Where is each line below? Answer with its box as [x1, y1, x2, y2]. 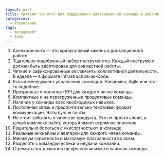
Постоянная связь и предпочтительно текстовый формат [12, 104, 132, 110]
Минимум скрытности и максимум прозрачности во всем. [12, 135, 136, 141]
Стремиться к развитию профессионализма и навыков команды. [12, 145, 149, 151]
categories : [5, 16, 30, 21]
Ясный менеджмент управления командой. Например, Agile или [12, 78, 147, 84]
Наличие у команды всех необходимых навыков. [12, 99, 115, 105]
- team [10, 35, 23, 39]
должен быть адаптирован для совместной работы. [12, 63, 121, 69]
